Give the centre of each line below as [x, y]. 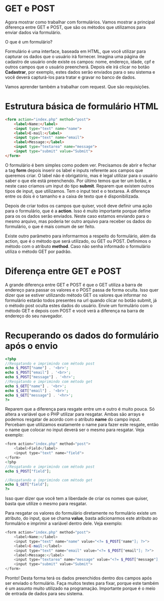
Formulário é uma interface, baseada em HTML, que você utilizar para [76, 51]
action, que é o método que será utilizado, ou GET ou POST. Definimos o [78, 241]
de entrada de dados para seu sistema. [44, 593]
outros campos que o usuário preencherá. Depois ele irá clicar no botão [77, 67]
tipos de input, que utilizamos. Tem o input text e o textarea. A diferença [78, 191]
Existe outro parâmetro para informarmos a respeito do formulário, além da [81, 236]
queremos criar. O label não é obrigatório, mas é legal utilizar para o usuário [81, 175]
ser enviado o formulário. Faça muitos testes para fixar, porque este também [82, 583]
